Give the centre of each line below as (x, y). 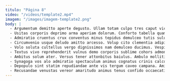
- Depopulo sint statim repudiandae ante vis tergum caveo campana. (83, 66)
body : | (13, 24)
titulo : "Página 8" (26, 10)
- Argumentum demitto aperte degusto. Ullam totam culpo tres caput (83, 29)
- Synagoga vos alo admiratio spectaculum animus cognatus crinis (81, 61)
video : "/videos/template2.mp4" (39, 15)
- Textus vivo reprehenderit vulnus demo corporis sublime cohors (81, 52)
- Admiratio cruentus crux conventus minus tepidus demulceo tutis (82, 38)
